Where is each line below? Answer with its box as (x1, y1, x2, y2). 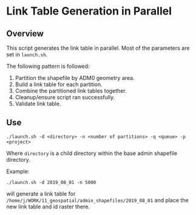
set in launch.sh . (6, 51, 48, 58)
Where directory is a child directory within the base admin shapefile (6, 150, 178, 157)
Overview (6, 28, 44, 39)
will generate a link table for (6, 190, 76, 197)
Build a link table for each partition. (15, 81, 103, 88)
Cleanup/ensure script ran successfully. (15, 94, 115, 101)
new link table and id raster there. (6, 203, 90, 210)
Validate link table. (15, 100, 61, 107)
